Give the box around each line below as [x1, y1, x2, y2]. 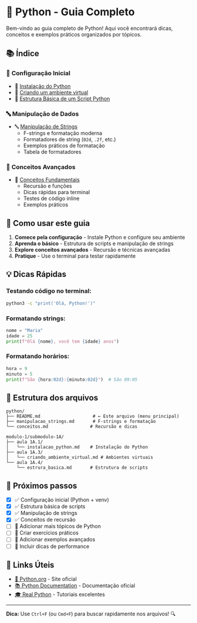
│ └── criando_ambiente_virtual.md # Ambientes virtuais [6, 455, 154, 461]
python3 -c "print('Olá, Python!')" [6, 300, 96, 306]
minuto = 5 [6, 371, 33, 377]
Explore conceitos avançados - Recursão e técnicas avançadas [14, 246, 171, 253]
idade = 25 [6, 333, 33, 339]
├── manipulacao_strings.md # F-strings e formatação [6, 419, 157, 425]
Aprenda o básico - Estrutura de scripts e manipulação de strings [14, 240, 174, 247]
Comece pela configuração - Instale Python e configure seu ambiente [14, 234, 185, 241]
